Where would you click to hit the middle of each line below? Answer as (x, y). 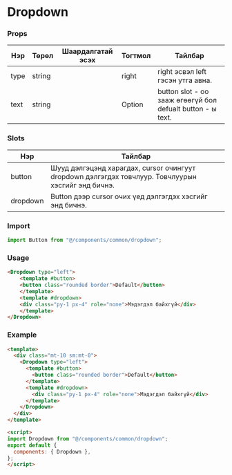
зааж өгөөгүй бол (187, 100)
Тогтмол (136, 56)
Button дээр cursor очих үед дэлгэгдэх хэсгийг (129, 196)
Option (132, 104)
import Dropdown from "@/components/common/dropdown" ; (88, 439)
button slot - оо (183, 92)
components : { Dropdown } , (52, 451)
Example (22, 335)
